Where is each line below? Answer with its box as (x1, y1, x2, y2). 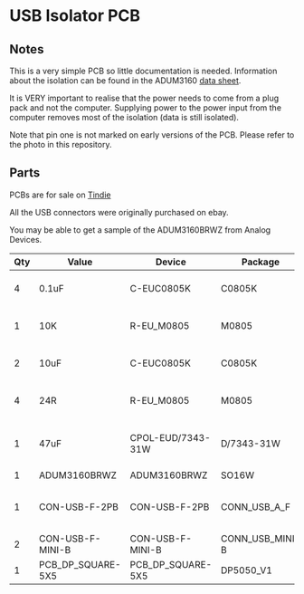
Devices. (9, 234, 43, 244)
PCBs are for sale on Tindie (9, 189, 111, 200)
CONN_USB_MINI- (220, 532, 301, 544)
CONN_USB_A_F (220, 500, 291, 513)
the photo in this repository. (9, 139, 112, 149)
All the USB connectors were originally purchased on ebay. (9, 206, 229, 217)
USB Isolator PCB (9, 5, 141, 26)
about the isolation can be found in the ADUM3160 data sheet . (9, 75, 242, 86)
